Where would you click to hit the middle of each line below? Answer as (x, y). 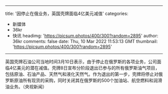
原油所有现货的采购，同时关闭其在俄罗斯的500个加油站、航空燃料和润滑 (88, 80)
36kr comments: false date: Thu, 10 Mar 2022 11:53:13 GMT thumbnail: (85, 41)
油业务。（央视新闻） (26, 86)
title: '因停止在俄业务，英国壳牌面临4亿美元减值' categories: (67, 13)
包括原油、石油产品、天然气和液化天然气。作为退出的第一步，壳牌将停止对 (82, 74)
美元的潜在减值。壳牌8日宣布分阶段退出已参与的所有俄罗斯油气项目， (88, 68)
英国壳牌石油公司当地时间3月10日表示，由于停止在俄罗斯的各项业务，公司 (81, 61)
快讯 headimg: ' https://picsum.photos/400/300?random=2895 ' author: (85, 36)
